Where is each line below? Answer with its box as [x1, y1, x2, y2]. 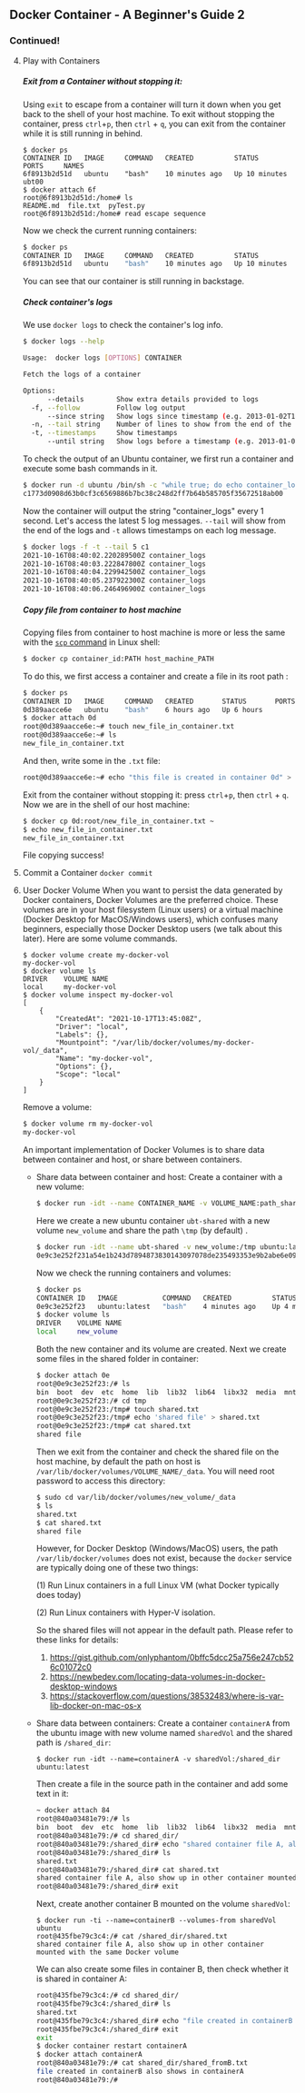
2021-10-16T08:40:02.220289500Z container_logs [22, 551, 206, 560]
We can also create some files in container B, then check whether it [35, 1964, 289, 1975]
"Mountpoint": [55, 1038, 109, 1047]
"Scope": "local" [55, 1070, 121, 1079]
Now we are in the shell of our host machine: [22, 799, 191, 809]
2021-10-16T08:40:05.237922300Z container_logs [22, 576, 206, 585]
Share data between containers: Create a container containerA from [35, 1718, 290, 1729]
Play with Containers [22, 55, 101, 66]
